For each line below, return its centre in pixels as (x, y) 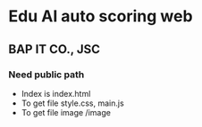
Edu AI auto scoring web (101, 16)
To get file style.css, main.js (72, 103)
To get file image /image (66, 112)
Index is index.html (56, 93)
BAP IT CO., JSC (54, 49)
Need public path (46, 75)
